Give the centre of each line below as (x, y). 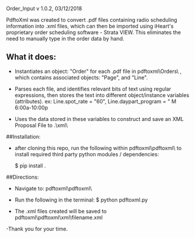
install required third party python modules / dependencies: (87, 154)
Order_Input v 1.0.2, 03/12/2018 (44, 9)
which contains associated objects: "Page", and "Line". (81, 77)
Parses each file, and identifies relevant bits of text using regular (93, 89)
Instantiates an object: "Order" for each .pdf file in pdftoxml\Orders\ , (98, 71)
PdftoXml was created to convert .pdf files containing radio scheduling (92, 20)
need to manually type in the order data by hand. (65, 38)
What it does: (31, 57)
